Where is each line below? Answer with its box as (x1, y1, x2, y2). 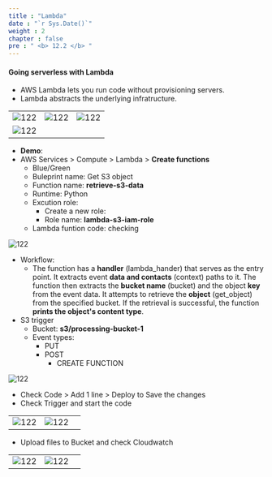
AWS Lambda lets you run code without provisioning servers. (19, 85, 225, 95)
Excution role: (32, 198, 79, 208)
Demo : (19, 146, 43, 156)
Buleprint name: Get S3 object (32, 172, 134, 182)
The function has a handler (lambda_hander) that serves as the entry (32, 264, 264, 273)
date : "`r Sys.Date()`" (8, 19, 93, 28)
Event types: (32, 333, 75, 342)
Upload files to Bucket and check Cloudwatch (19, 437, 174, 447)
